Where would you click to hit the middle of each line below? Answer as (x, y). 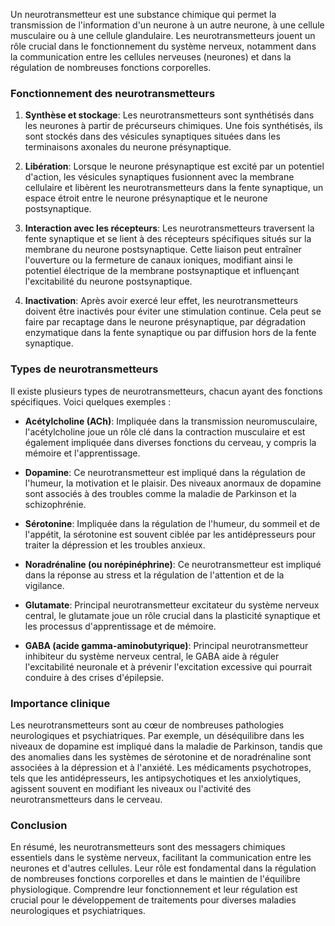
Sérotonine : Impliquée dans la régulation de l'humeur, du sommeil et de (172, 523)
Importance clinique (60, 703)
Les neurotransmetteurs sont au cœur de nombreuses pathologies (147, 725)
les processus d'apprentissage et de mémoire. (120, 626)
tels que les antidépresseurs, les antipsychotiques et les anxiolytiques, (156, 778)
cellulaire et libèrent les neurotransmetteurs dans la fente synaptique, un (174, 188)
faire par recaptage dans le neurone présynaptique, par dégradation (165, 322)
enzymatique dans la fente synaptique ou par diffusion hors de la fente (170, 333)
